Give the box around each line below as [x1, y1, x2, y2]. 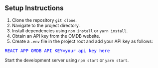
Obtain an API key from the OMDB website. [11, 33, 101, 39]
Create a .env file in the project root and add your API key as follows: [11, 38, 153, 44]
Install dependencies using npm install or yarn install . [11, 27, 128, 34]
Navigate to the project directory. [11, 22, 80, 28]
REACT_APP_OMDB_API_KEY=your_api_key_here [4, 48, 110, 54]
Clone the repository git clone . [11, 17, 77, 23]
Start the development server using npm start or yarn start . [4, 57, 129, 63]
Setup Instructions [4, 4, 64, 12]
